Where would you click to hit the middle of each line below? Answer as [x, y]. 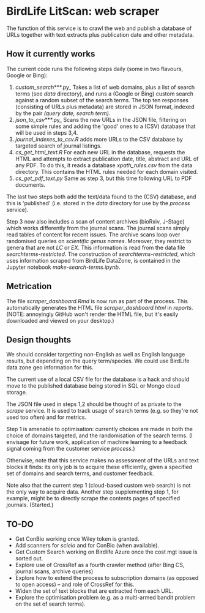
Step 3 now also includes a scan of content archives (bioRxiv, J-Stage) [95, 221]
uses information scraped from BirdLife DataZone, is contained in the [93, 260]
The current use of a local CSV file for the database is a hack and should [98, 379]
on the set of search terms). [50, 604]
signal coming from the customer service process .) [71, 449]
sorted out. [29, 558]
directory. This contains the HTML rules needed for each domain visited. [106, 171]
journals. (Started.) [30, 505]
